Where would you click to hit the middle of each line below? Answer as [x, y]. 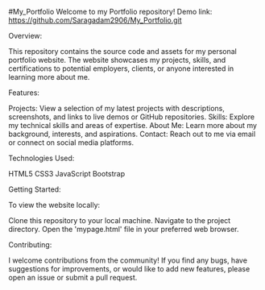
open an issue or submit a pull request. [73, 278]
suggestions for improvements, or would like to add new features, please [129, 269]
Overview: [25, 36]
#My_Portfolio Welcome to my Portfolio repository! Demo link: [110, 12]
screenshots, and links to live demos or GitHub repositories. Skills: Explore [132, 117]
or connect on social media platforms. [71, 143]
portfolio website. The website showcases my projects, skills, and [117, 60]
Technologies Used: [41, 158]
